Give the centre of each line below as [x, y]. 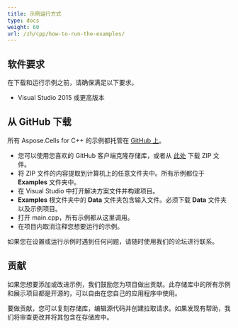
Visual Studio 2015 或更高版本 [61, 98]
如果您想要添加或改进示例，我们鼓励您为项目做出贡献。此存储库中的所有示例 [119, 284]
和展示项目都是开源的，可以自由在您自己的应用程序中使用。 [94, 293]
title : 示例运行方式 [34, 14]
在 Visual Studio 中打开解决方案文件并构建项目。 [88, 191]
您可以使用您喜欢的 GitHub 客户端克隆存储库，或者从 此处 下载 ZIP [114, 155]
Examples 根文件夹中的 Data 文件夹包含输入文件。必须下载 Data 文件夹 [122, 200]
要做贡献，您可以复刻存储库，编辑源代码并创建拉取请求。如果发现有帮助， [116, 308]
